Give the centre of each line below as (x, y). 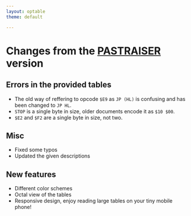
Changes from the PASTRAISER (84, 51)
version (25, 63)
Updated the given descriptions (52, 156)
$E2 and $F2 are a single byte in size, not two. (68, 117)
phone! (23, 207)
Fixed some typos (36, 150)
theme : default (24, 17)
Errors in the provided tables (59, 85)
